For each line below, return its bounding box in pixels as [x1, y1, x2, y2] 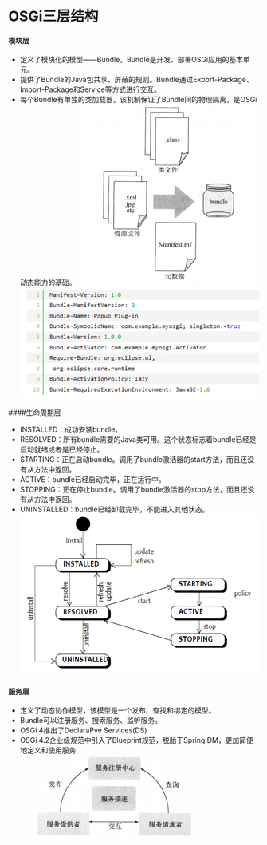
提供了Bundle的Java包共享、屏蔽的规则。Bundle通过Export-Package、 [19, 75, 253, 85]
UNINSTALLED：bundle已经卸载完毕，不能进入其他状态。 [19, 504, 210, 515]
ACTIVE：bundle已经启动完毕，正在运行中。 [19, 475, 166, 484]
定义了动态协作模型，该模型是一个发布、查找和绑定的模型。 [19, 705, 216, 715]
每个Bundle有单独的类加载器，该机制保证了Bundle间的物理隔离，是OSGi [19, 95, 257, 105]
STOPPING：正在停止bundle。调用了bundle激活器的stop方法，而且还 [19, 484, 248, 495]
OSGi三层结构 [8, 7, 99, 26]
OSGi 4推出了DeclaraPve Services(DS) [19, 725, 147, 735]
